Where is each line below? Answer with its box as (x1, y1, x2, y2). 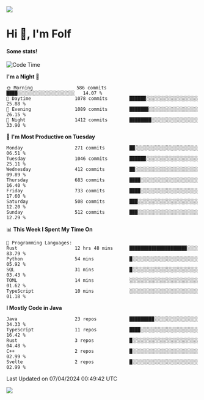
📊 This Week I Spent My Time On (6, 226, 93, 233)
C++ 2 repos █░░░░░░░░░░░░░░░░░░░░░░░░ (6, 349, 199, 355)
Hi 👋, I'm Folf (6, 27, 71, 41)
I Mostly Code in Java (6, 304, 62, 312)
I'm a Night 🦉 (6, 73, 40, 80)
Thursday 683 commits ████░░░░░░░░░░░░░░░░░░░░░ (6, 177, 199, 183)
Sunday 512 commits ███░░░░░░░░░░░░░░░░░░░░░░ (6, 209, 199, 216)
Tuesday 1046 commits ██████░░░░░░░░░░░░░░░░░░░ (6, 156, 199, 162)
